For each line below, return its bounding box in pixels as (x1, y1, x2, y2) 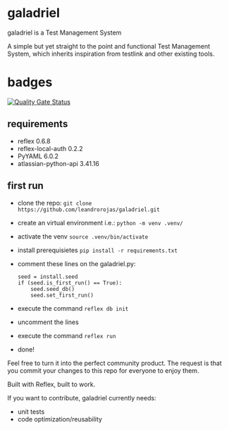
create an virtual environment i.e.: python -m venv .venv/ (17, 218, 183, 227)
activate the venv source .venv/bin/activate (17, 232, 149, 241)
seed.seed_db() (30, 285, 75, 292)
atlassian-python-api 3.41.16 (17, 159, 100, 167)
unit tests (17, 407, 45, 416)
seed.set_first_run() (30, 292, 94, 299)
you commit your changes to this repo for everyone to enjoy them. (7, 366, 199, 375)
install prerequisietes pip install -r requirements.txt (17, 246, 178, 254)
